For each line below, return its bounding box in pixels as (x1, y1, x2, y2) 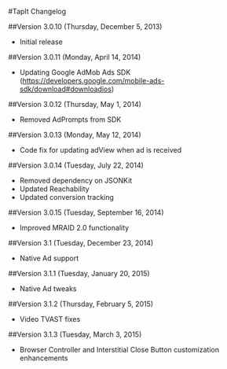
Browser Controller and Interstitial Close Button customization (19, 345, 220, 354)
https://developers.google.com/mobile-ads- (22, 76, 165, 85)
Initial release (19, 37, 63, 46)
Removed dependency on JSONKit (19, 176, 133, 185)
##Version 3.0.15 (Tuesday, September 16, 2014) (8, 208, 164, 217)
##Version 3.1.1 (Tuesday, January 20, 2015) (8, 269, 151, 278)
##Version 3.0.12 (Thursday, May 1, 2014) (8, 100, 141, 109)
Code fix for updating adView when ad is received (19, 146, 182, 154)
